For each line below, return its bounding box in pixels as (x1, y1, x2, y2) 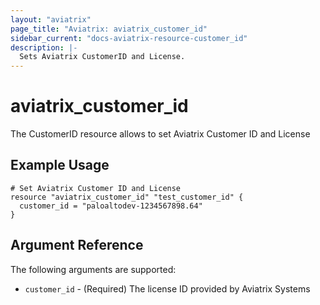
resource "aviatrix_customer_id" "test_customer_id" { (10, 192, 244, 202)
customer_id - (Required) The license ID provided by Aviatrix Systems (24, 282, 311, 295)
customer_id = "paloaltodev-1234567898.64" (19, 201, 203, 211)
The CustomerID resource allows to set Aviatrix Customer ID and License (10, 128, 311, 140)
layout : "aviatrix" (10, 14, 92, 25)
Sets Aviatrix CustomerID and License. (19, 52, 186, 62)
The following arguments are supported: (10, 263, 177, 275)
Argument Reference (10, 237, 144, 254)
